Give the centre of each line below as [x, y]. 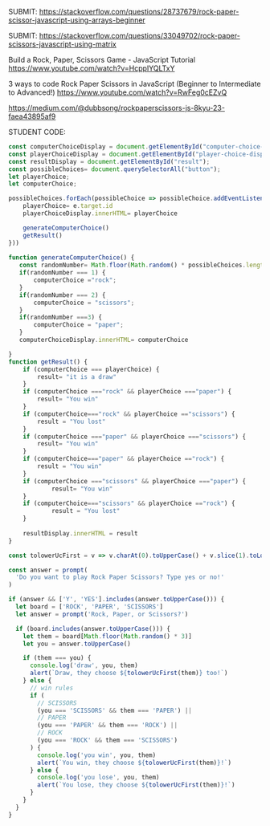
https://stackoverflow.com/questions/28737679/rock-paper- [139, 12]
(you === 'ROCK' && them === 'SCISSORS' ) [108, 740]
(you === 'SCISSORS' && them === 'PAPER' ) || [115, 710]
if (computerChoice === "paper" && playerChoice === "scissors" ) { [135, 437]
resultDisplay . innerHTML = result [80, 533]
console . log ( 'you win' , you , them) [97, 755]
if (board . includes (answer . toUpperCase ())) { [93, 629]
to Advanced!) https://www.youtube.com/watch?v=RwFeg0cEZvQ [118, 92]
